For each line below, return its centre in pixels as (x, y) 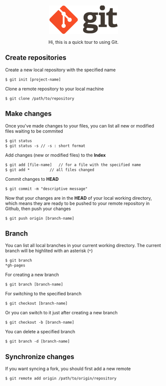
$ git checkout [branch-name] (37, 304)
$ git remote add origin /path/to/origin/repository (61, 379)
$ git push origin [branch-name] (40, 218)
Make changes (29, 114)
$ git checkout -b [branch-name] (40, 322)
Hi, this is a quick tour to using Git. (83, 42)
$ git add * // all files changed (50, 170)
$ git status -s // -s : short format (45, 146)
